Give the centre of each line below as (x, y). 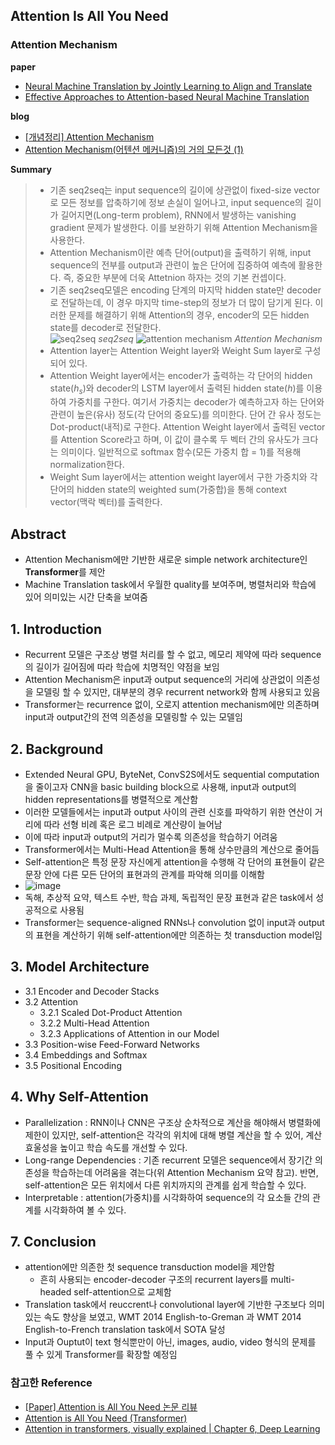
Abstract (38, 534)
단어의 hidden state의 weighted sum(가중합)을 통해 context (168, 490)
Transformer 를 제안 (65, 572)
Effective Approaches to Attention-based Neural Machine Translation (167, 96)
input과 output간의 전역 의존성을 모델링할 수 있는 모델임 (133, 717)
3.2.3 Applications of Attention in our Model (129, 1033)
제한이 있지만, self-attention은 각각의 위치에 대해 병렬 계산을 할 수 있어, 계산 (173, 1135)
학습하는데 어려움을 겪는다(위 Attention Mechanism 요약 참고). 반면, (185, 1172)
